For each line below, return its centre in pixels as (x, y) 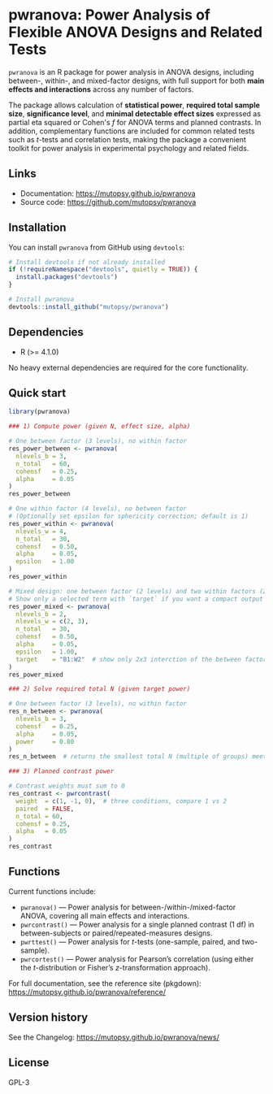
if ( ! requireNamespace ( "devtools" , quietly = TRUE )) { (103, 270)
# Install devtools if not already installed (87, 262)
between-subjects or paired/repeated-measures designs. (116, 933)
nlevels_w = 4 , (41, 531)
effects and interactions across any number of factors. (101, 89)
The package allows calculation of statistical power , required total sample (134, 105)
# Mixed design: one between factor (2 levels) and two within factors (132, 591)
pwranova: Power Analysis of (110, 15)
